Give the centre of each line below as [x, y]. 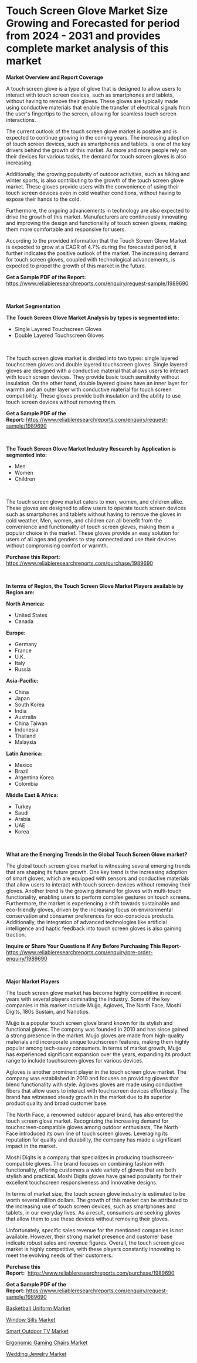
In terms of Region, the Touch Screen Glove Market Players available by [95, 586]
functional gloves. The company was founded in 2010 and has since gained [97, 1029]
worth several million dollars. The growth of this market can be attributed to [97, 1200]
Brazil [21, 771]
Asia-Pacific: [23, 680]
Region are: [21, 592]
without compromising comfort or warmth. [57, 545]
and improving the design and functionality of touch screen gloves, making [96, 223]
